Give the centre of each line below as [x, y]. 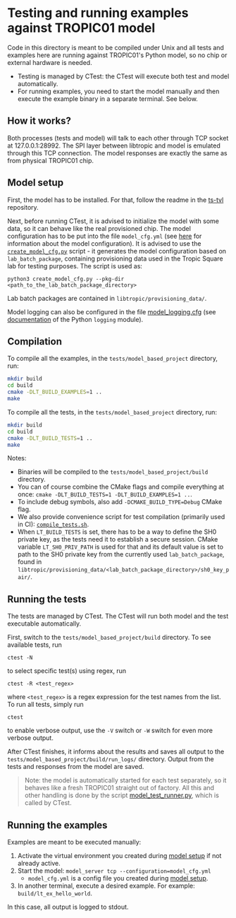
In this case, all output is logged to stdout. [68, 907]
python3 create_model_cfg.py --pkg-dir [66, 279]
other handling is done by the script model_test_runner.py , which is [122, 795]
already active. [39, 863]
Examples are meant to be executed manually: [74, 842]
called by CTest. [48, 803]
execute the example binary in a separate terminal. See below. [108, 99]
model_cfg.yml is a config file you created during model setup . [118, 878]
